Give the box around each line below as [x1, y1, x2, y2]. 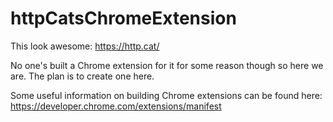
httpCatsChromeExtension [10, 7, 237, 30]
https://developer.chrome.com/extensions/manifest [10, 100, 222, 112]
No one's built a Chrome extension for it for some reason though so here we [10, 59, 324, 71]
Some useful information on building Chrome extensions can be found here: [10, 89, 323, 101]
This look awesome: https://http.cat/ [10, 40, 160, 52]
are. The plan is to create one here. [10, 70, 155, 82]
